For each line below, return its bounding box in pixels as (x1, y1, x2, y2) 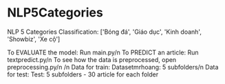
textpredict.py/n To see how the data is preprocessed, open (7, 55, 177, 63)
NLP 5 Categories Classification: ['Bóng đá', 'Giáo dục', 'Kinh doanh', (7, 28, 202, 36)
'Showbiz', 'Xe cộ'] (7, 34, 61, 43)
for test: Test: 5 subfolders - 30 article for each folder (7, 70, 159, 78)
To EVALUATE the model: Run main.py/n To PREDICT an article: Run (7, 48, 199, 56)
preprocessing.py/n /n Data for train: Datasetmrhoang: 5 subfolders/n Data (7, 63, 219, 71)
